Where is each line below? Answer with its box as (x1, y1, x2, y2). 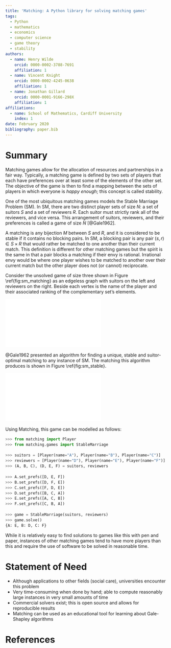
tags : (5, 13, 17, 19)
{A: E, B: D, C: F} (5, 523, 47, 528)
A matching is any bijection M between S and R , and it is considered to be (5, 230, 160, 236)
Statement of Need (5, 561, 87, 572)
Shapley (12, 616, 30, 622)
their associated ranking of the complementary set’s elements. (5, 288, 137, 295)
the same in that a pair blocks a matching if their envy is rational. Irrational (5, 251, 161, 258)
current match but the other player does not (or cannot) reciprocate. (5, 262, 149, 269)
